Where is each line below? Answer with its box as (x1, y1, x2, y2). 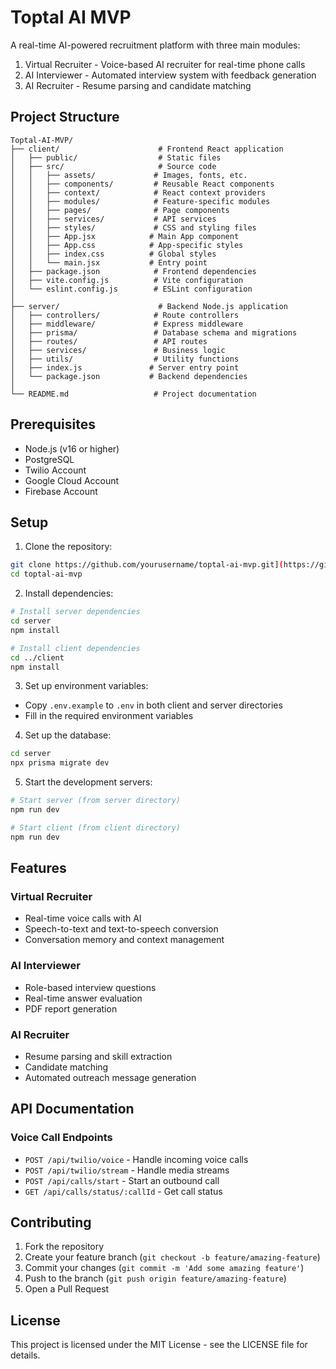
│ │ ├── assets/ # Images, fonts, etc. (10, 170, 248, 180)
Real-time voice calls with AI (24, 912, 142, 925)
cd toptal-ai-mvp (10, 569, 83, 580)
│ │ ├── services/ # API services (10, 214, 217, 224)
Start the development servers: (24, 776, 153, 788)
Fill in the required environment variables (24, 710, 194, 722)
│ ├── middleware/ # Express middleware (10, 319, 244, 329)
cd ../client (10, 652, 65, 663)
